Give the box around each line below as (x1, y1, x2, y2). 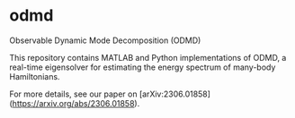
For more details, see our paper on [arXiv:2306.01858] (9, 88, 211, 99)
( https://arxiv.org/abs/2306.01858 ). (9, 97, 140, 108)
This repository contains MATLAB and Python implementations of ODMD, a (9, 52, 287, 63)
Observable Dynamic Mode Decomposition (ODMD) (9, 35, 201, 46)
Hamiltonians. (9, 71, 60, 81)
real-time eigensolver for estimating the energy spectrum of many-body (9, 62, 276, 72)
